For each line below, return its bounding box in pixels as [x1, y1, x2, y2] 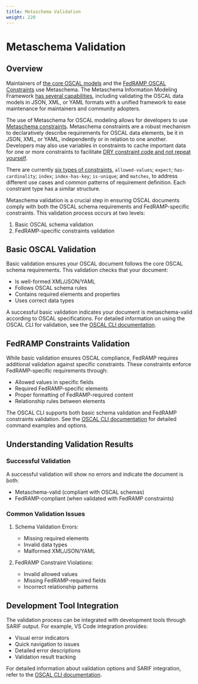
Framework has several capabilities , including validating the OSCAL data [6, 92, 184, 99]
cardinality [6, 174, 36, 179]
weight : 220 [6, 14, 36, 20]
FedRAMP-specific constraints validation [14, 227, 115, 234]
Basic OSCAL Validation [6, 244, 96, 254]
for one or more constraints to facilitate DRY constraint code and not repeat [6, 148, 191, 155]
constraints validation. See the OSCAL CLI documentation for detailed [6, 416, 177, 423]
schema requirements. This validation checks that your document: [6, 267, 168, 274]
